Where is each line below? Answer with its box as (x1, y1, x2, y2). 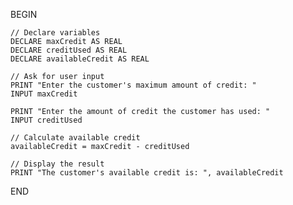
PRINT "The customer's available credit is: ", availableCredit (10, 168, 284, 178)
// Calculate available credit (10, 133, 141, 143)
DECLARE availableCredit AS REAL (10, 54, 150, 64)
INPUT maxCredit (10, 89, 78, 99)
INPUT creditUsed (10, 115, 83, 125)
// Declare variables (10, 28, 101, 38)
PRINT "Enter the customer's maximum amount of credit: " (10, 80, 257, 90)
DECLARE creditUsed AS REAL (10, 45, 128, 55)
